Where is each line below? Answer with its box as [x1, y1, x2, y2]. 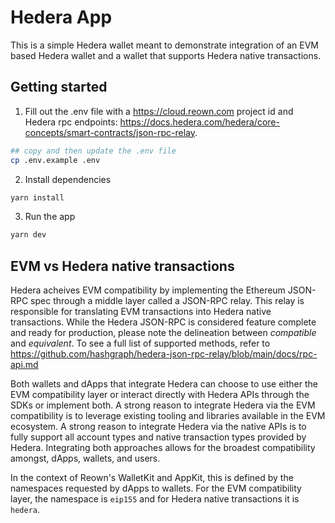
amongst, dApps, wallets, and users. [10, 452, 161, 465]
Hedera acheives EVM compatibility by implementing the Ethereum [10, 284, 286, 296]
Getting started [10, 79, 108, 96]
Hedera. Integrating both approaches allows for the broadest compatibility [10, 442, 316, 454]
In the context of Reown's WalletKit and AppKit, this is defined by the [10, 472, 294, 484]
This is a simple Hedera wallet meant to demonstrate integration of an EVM [10, 39, 319, 51]
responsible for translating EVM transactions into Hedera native [10, 306, 272, 318]
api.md [10, 359, 39, 371]
